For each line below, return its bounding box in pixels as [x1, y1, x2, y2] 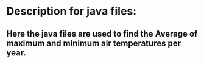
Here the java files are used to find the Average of [6, 29, 198, 39]
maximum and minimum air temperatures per [6, 38, 181, 48]
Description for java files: [6, 4, 137, 18]
